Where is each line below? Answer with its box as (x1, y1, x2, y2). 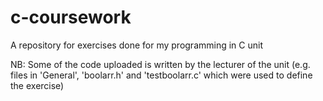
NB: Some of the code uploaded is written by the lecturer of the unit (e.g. (10, 58, 311, 70)
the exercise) (10, 79, 65, 91)
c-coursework (10, 6, 132, 29)
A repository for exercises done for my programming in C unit (10, 39, 263, 51)
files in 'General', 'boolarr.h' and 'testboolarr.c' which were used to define (10, 69, 313, 81)
